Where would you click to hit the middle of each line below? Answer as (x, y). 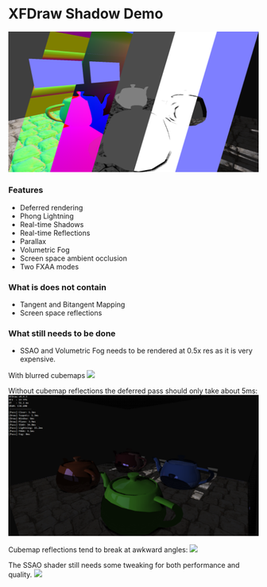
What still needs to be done (62, 333)
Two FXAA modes (49, 266)
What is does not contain (58, 287)
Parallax (33, 241)
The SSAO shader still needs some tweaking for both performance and (124, 565)
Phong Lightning (46, 216)
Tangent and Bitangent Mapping (72, 305)
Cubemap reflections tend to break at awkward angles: (98, 550)
